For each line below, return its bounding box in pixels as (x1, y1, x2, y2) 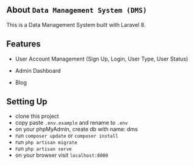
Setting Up (6, 97, 48, 107)
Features (6, 39, 41, 50)
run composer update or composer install (15, 132, 119, 139)
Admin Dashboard (15, 67, 61, 74)
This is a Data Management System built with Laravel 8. (6, 21, 146, 28)
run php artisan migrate (15, 139, 77, 146)
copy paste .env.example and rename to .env (15, 119, 128, 127)
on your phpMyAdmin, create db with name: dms (15, 125, 138, 133)
